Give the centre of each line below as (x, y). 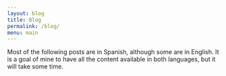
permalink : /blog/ (33, 26)
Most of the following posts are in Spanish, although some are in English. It (113, 52)
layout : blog (26, 13)
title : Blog (24, 20)
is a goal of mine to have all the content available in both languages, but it (111, 60)
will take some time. (35, 66)
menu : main (23, 33)
